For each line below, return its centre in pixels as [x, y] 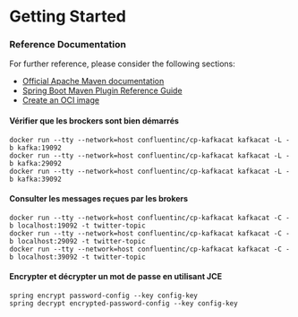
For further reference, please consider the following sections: [122, 64]
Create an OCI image [61, 100]
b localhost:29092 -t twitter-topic [77, 241]
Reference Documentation [68, 45]
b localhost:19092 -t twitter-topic [77, 226]
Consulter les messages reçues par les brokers [99, 199]
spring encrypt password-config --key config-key [104, 296]
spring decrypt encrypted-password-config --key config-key [124, 304]
